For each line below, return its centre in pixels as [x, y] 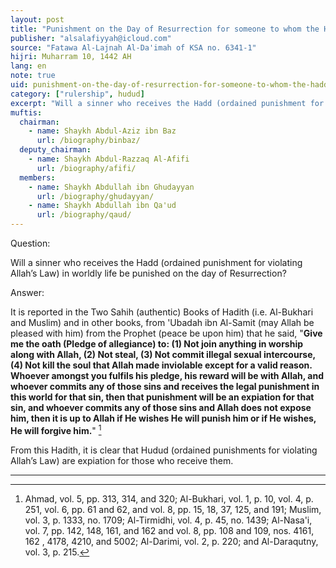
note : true [33, 76]
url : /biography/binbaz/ [88, 141]
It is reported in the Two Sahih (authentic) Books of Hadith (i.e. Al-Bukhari [162, 312]
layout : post [37, 19]
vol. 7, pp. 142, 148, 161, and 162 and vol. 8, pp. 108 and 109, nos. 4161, [169, 530]
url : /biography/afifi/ [86, 168]
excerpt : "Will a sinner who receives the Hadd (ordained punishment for [167, 103]
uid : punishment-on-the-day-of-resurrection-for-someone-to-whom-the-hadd [169, 85]
